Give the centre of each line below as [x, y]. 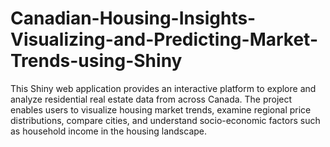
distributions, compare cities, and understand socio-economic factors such [165, 120]
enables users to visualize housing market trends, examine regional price [161, 109]
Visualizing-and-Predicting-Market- [164, 39]
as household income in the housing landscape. [109, 131]
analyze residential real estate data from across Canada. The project [151, 99]
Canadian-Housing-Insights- [133, 18]
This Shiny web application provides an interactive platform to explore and [163, 88]
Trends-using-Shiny [96, 61]
